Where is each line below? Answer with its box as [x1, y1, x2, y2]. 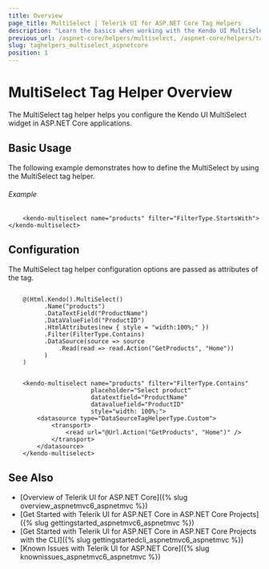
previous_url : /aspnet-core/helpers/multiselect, [8, 34, 178, 42]
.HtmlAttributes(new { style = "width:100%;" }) [43, 323, 210, 331]
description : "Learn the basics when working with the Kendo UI [8, 26, 227, 34]
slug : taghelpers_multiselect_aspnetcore [8, 42, 149, 50]
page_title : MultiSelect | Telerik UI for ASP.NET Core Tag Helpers [8, 19, 242, 27]
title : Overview [8, 11, 62, 20]
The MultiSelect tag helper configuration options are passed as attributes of [8, 264, 259, 274]
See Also [8, 471, 54, 485]
